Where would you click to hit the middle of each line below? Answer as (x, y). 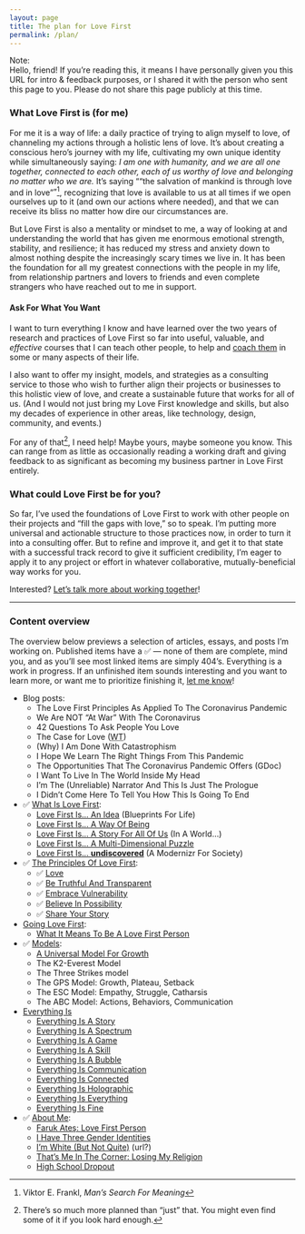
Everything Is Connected (82, 1079)
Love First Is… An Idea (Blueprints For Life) (116, 814)
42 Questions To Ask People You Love (108, 726)
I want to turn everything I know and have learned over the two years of (143, 328)
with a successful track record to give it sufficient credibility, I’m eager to (146, 553)
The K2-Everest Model (78, 963)
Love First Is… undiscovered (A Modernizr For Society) (139, 853)
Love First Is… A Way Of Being (93, 824)
